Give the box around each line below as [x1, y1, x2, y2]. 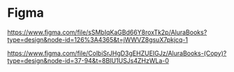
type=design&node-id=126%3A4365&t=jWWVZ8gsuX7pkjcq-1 [7, 35, 189, 43]
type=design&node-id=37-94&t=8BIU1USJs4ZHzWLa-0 [7, 56, 170, 64]
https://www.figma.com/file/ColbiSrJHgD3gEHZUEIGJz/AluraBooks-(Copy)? [7, 49, 227, 57]
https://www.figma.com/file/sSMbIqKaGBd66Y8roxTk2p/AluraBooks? [7, 28, 207, 36]
